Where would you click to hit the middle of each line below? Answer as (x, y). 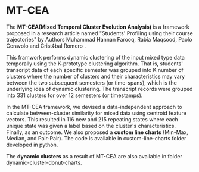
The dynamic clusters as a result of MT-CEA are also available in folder (94, 156)
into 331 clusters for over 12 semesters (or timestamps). (74, 95)
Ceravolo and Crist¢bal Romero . (46, 46)
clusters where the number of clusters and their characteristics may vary (96, 76)
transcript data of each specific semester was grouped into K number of (95, 70)
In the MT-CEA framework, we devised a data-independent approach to (94, 107)
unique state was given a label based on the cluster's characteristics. (91, 126)
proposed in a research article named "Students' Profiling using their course (100, 33)
